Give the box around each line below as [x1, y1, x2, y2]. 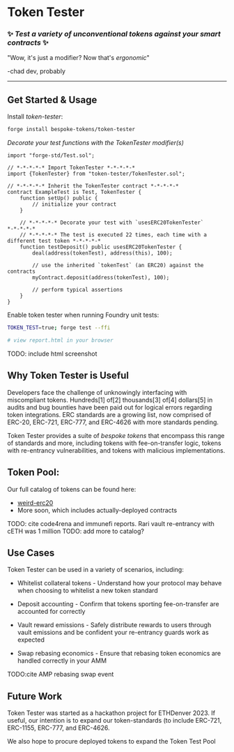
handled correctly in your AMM [17, 656, 107, 665]
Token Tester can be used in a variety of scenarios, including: [7, 566, 185, 574]
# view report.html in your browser [7, 337, 114, 344]
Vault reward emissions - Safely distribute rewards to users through [17, 621, 212, 629]
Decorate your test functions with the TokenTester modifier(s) [7, 139, 185, 147]
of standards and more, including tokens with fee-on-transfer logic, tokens [7, 439, 221, 447]
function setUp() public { [19, 195, 98, 202]
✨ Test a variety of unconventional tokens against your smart [7, 29, 221, 39]
